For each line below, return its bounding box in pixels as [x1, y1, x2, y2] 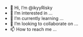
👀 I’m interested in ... [10, 10, 53, 16]
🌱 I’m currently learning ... [10, 15, 64, 21]
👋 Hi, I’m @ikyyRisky [10, 5, 53, 10]
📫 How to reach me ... [10, 26, 57, 32]
